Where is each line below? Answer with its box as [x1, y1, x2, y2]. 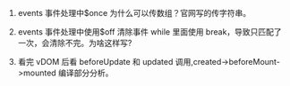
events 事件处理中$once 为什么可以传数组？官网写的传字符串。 [17, 8, 252, 18]
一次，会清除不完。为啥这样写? [17, 38, 132, 48]
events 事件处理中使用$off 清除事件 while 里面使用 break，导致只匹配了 [17, 27, 282, 37]
